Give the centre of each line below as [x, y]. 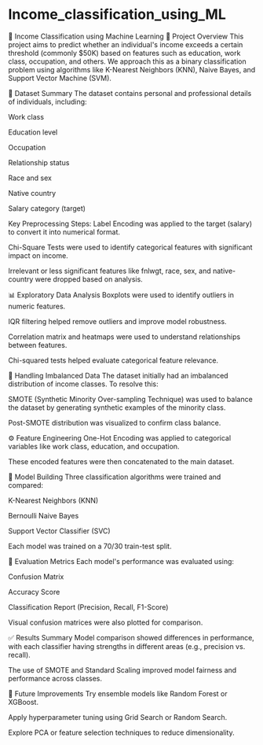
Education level [33, 132]
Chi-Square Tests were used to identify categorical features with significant [130, 247]
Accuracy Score [34, 592]
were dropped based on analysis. [89, 279]
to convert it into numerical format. [64, 232]
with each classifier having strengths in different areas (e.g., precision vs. [127, 646]
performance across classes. [55, 678]
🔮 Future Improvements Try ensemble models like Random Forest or [118, 693]
